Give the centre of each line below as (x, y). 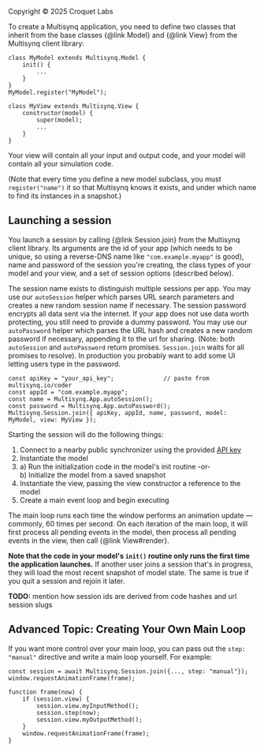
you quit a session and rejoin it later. (67, 581)
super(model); (59, 120)
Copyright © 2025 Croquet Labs (61, 11)
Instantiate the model (54, 458)
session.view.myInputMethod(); (88, 705)
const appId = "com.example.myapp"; (68, 392)
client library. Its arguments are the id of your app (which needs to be (121, 248)
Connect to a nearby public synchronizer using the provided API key (130, 450)
